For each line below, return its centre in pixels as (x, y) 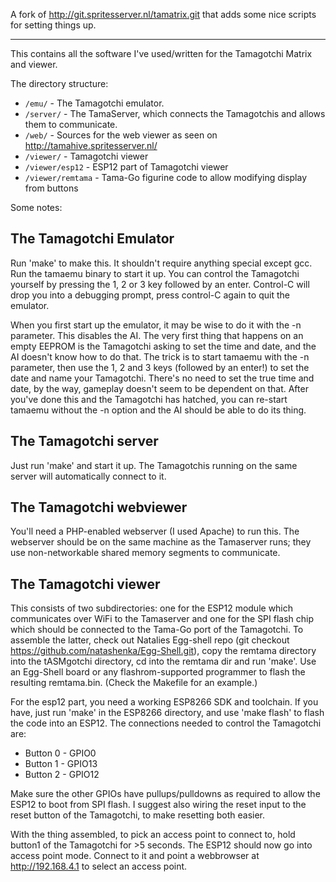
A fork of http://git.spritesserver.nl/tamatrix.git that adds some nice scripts (163, 14)
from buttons (51, 188)
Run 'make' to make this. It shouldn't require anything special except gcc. (161, 263)
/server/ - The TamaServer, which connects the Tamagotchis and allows (175, 113)
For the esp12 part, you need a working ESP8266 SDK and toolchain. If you (164, 702)
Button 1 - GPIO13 (61, 764)
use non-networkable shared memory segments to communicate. (145, 553)
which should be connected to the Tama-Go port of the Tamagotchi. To (157, 630)
